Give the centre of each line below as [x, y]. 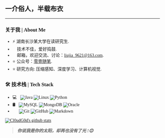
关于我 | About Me [25, 30]
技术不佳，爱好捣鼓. [37, 49]
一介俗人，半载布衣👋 [37, 9]
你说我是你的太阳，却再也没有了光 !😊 [55, 131]
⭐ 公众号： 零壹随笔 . [32, 62]
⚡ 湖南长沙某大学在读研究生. [41, 41]
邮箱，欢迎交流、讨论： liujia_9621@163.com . [60, 55]
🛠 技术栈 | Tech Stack [29, 85]
